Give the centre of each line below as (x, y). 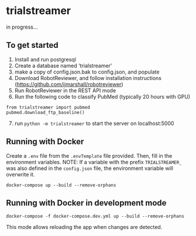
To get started (32, 45)
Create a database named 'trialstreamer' (63, 65)
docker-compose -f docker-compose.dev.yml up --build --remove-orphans (95, 216)
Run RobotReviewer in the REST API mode (65, 90)
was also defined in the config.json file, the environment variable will (90, 168)
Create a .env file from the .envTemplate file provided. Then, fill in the (89, 155)
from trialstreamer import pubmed (48, 107)
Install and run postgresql (45, 59)
